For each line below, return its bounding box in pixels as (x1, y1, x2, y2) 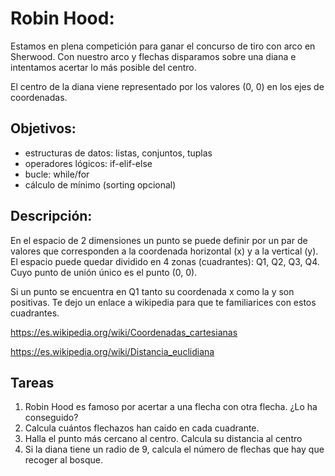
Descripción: (10, 208, 93, 225)
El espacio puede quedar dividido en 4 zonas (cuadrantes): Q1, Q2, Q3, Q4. (10, 255, 320, 267)
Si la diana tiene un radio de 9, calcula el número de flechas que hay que (24, 443, 325, 456)
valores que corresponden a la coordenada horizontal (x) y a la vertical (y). (10, 245, 319, 257)
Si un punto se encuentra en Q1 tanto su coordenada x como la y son (10, 285, 295, 297)
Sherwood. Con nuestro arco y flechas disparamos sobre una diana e (10, 50, 297, 62)
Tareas (10, 374, 55, 391)
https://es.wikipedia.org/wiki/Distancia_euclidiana (10, 345, 215, 357)
